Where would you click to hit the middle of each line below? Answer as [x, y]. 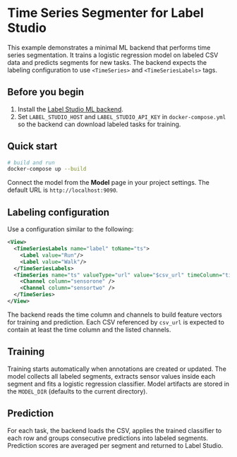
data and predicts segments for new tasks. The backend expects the [107, 62]
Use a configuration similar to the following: [71, 229]
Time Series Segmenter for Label [106, 13]
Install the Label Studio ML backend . [70, 109]
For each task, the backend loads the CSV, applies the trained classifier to [115, 430]
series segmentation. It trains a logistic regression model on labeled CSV [113, 55]
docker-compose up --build [47, 169]
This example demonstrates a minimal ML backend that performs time [109, 47]
